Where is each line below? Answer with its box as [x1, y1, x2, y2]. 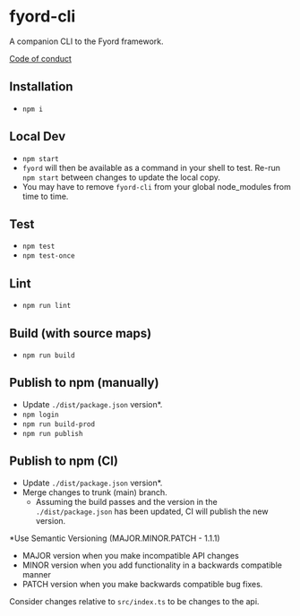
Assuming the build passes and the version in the [35, 496, 218, 507]
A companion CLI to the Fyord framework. [9, 36, 164, 47]
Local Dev [9, 129, 66, 144]
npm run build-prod [21, 419, 96, 429]
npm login [21, 410, 60, 419]
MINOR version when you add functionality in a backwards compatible [21, 560, 282, 570]
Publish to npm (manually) [9, 375, 159, 390]
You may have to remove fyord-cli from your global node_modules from [21, 181, 291, 192]
